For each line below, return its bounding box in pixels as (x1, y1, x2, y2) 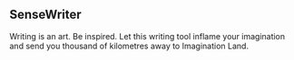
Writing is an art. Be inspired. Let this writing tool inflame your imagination (9, 30, 286, 41)
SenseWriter (9, 7, 82, 22)
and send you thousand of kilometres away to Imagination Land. (9, 40, 250, 51)
